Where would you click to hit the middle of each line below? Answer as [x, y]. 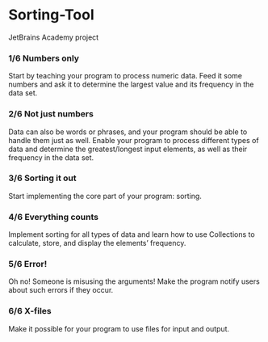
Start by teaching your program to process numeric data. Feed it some [126, 76]
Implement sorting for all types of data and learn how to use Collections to [132, 234]
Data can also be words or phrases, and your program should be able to [128, 132]
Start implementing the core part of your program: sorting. [105, 196]
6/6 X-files [30, 311]
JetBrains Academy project [54, 37]
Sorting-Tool [51, 15]
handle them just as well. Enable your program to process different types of [134, 140]
